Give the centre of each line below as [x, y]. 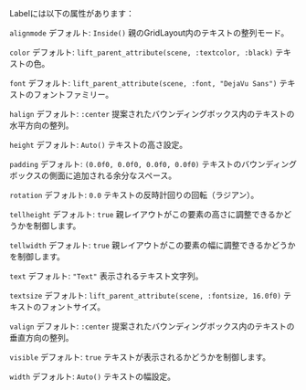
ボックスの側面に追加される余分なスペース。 [93, 175]
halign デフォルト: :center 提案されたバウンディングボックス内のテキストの [152, 114]
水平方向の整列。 [42, 125]
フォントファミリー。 [74, 95]
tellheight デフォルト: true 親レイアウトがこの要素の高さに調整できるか [147, 214]
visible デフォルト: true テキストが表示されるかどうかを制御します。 [140, 357]
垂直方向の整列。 [42, 337]
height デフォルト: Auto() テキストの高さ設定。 [99, 145]
